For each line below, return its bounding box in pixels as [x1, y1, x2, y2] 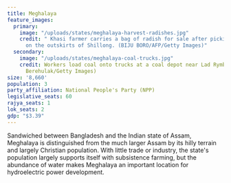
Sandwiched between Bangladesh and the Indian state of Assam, [7, 131, 192, 140]
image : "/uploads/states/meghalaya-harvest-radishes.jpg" [19, 29, 189, 36]
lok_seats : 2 [7, 106, 45, 113]
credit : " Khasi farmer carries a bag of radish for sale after [19, 36, 208, 43]
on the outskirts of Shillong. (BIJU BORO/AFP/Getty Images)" [25, 42, 208, 49]
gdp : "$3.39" [7, 112, 45, 119]
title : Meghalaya [7, 10, 57, 17]
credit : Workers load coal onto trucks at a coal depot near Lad [19, 61, 211, 68]
